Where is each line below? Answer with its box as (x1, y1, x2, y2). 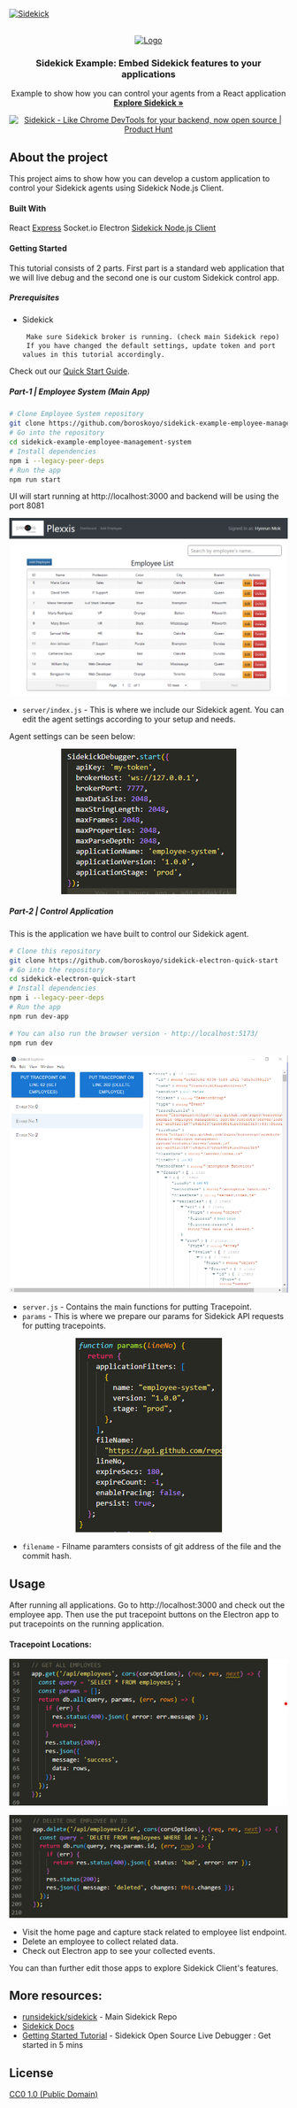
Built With (9, 203, 47, 213)
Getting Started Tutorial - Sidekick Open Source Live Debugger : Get (21, 2030, 271, 2041)
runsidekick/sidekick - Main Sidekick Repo (21, 2011, 178, 2022)
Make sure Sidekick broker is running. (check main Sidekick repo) (26, 333, 280, 342)
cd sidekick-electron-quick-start (9, 975, 137, 984)
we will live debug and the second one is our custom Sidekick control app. (9, 272, 280, 282)
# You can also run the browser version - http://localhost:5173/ (9, 1029, 259, 1038)
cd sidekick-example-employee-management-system (9, 438, 192, 447)
